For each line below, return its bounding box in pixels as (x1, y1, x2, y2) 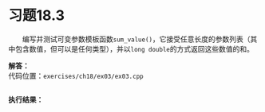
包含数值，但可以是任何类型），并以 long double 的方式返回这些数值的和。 (14, 44, 254, 53)
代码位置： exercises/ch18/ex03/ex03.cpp (8, 71, 144, 80)
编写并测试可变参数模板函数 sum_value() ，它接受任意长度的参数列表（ (22, 34, 251, 44)
